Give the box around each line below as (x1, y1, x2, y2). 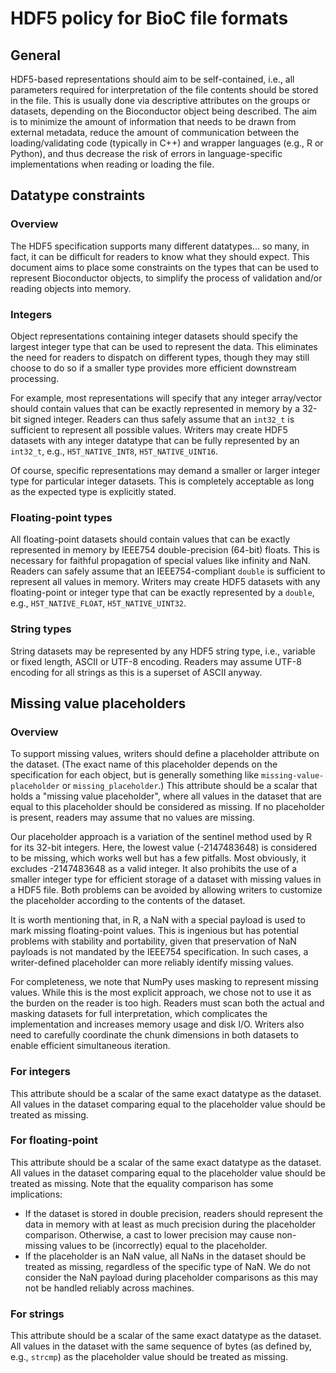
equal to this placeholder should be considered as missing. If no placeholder (10, 801, 325, 813)
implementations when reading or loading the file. (10, 158, 215, 170)
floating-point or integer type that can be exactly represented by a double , (10, 587, 315, 599)
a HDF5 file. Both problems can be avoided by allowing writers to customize (10, 884, 323, 896)
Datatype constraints (10, 187, 146, 204)
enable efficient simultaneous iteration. (10, 1040, 171, 1052)
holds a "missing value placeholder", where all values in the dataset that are (10, 790, 323, 802)
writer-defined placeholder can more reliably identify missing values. (10, 957, 294, 969)
